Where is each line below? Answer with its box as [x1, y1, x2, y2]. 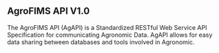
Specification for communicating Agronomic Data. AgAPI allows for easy [7, 31, 213, 39]
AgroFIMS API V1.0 [7, 5, 90, 17]
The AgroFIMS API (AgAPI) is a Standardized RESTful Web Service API [7, 23, 207, 31]
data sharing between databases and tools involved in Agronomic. [7, 37, 195, 46]
